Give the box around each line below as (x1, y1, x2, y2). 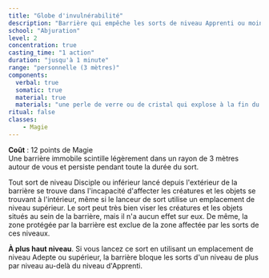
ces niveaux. (8, 228, 50, 238)
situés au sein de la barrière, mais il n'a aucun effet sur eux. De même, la (8, 211, 248, 220)
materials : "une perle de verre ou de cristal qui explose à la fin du (15, 101, 260, 109)
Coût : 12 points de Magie (8, 145, 94, 154)
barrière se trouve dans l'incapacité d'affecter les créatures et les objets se (8, 185, 256, 196)
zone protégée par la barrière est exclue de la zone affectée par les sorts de (8, 220, 259, 229)
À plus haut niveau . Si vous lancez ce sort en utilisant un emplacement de (8, 244, 254, 253)
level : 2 (8, 34, 38, 42)
